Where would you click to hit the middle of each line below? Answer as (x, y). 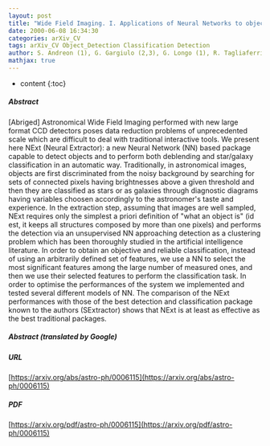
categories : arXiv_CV (45, 38)
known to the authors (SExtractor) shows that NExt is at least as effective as (134, 309)
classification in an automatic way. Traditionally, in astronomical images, (127, 165)
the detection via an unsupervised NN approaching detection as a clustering (135, 233)
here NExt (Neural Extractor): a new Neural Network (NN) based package (130, 147)
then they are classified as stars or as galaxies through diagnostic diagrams (133, 190)
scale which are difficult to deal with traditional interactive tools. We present (134, 139)
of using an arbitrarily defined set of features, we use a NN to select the (127, 259)
